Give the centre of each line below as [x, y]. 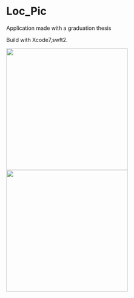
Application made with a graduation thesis [59, 28]
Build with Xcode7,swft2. [37, 40]
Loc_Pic [26, 11]
